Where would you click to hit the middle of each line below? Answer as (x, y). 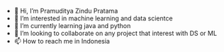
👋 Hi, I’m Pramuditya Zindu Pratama (66, 11)
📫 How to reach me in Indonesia (62, 41)
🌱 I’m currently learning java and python (72, 26)
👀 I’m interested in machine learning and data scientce (93, 18)
